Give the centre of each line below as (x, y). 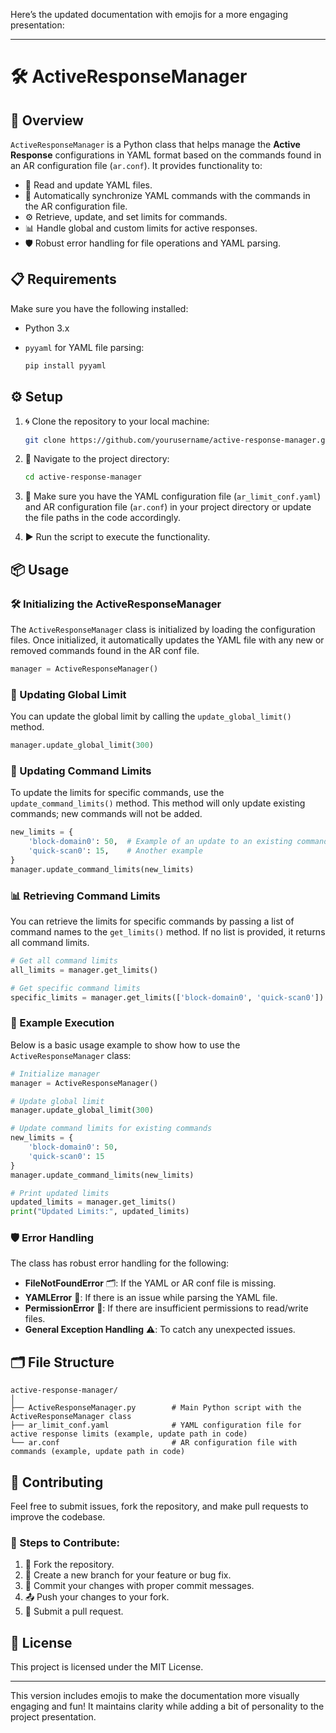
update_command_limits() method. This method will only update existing (158, 803)
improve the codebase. (58, 1517)
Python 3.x (47, 328)
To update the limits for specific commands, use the (117, 793)
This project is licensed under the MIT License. (107, 1667)
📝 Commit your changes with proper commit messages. (139, 1586)
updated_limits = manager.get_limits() (93, 1202)
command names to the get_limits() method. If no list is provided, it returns (168, 931)
